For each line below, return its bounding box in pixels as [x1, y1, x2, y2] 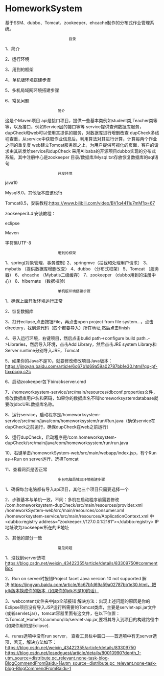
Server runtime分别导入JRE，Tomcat [5, 347, 80, 353]
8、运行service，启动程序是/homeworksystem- [5, 411, 101, 417]
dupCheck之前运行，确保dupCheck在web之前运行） [5, 424, 111, 429]
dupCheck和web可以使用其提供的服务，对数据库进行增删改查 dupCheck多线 [5, 130, 160, 135]
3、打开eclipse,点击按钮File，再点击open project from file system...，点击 [5, 318, 154, 324]
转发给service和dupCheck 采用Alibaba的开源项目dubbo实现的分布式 [18, 148, 156, 154]
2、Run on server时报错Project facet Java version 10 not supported [5, 575, 141, 581]
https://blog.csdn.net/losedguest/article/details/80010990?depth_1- [5, 650, 141, 655]
